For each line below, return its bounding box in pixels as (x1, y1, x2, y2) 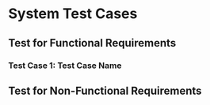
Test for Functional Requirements (8, 36, 177, 50)
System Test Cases (8, 5, 138, 23)
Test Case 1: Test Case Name (8, 60, 122, 71)
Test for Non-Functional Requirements (8, 84, 202, 97)
